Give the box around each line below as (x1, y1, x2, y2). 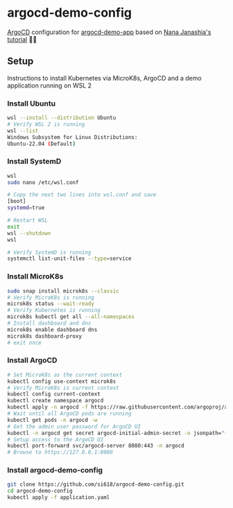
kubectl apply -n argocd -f (7, 404, 89, 411)
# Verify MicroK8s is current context (7, 384, 119, 391)
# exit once (7, 339, 42, 346)
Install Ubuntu (7, 99, 56, 108)
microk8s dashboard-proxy (7, 332, 82, 340)
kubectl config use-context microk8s (7, 377, 116, 385)
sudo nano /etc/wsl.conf (7, 179, 79, 186)
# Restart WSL (7, 217, 49, 224)
